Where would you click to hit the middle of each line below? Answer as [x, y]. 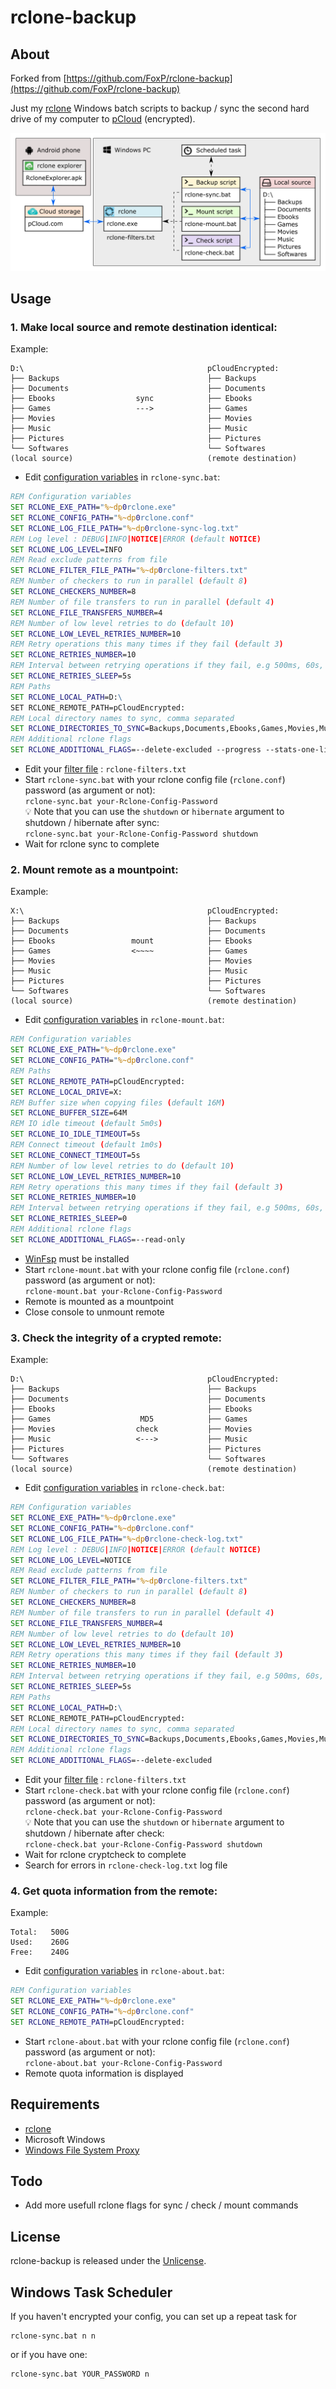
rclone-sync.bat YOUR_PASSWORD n [80, 2374]
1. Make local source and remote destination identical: [144, 327]
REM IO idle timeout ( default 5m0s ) [86, 1124]
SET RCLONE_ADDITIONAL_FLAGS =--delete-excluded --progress [136, 750]
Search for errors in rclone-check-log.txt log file [126, 1865]
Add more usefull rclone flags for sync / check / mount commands [161, 2205]
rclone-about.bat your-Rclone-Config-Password [123, 2063]
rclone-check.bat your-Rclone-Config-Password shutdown [143, 1845]
